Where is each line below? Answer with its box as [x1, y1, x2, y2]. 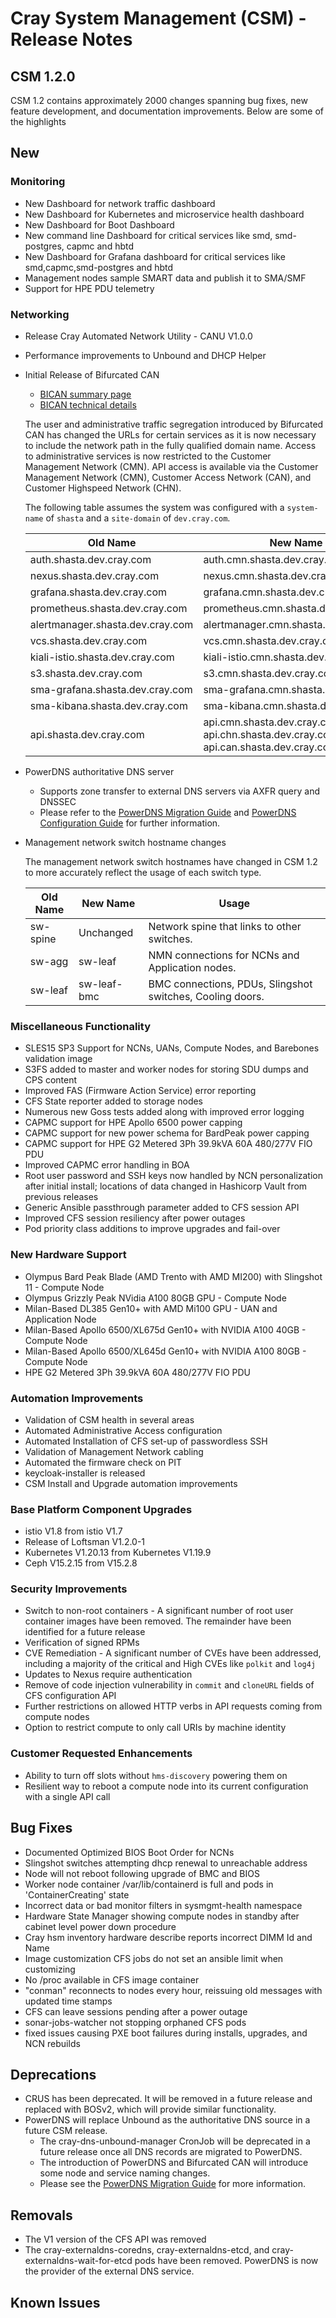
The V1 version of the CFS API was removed [24, 2233, 207, 2246]
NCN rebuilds [24, 2037, 81, 2049]
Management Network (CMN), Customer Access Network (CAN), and [24, 471, 312, 483]
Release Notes [10, 28, 133, 51]
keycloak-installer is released [24, 1467, 146, 1479]
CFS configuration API [24, 1690, 117, 1702]
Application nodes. [148, 960, 237, 974]
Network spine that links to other [148, 919, 302, 933]
